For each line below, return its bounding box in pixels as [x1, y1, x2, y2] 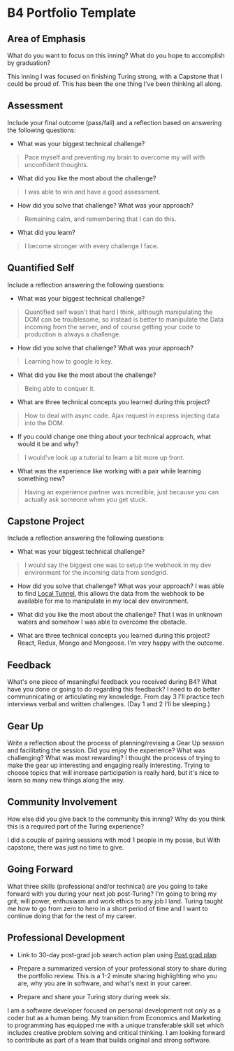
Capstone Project [7, 515, 85, 527]
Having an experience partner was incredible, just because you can [24, 487, 219, 496]
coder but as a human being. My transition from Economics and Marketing [7, 1013, 221, 1022]
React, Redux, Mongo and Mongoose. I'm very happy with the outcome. [17, 638, 225, 648]
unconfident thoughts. [24, 160, 89, 169]
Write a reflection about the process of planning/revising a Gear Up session [7, 739, 225, 748]
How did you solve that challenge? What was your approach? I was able [17, 582, 225, 590]
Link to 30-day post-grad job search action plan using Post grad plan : [17, 950, 219, 959]
